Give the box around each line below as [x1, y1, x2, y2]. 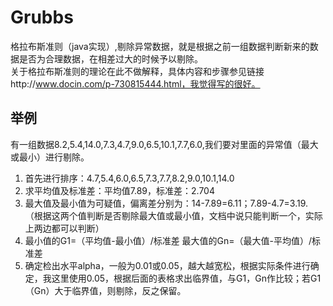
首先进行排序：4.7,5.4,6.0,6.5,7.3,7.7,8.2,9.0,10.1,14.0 [24, 172, 235, 184]
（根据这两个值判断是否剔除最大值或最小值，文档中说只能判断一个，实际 [24, 209, 323, 221]
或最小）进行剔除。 [10, 151, 90, 163]
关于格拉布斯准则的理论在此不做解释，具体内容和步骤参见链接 [10, 65, 265, 77]
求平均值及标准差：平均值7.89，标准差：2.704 [24, 184, 215, 196]
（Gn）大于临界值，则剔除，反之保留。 [24, 284, 187, 296]
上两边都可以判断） [24, 222, 105, 234]
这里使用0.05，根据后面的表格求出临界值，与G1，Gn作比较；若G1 [51, 272, 322, 284]
